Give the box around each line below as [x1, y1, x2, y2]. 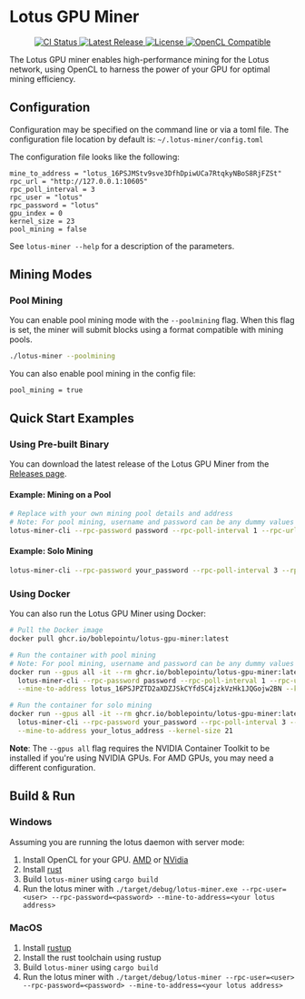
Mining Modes [9, 267, 93, 283]
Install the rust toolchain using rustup [22, 952, 162, 963]
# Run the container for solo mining [9, 701, 152, 711]
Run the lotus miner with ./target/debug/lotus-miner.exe [22, 883, 238, 893]
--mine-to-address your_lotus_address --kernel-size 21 [17, 726, 233, 735]
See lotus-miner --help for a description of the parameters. [9, 240, 235, 251]
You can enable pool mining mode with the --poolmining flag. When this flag [9, 315, 295, 326]
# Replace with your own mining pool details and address [9, 510, 233, 519]
